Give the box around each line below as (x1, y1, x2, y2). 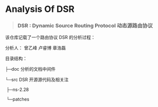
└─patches (6, 96, 29, 103)
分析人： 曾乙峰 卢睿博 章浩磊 (5, 45, 66, 51)
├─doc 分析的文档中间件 (5, 66, 56, 72)
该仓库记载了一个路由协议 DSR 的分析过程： (5, 34, 95, 40)
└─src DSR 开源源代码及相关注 (5, 77, 69, 83)
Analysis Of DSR (5, 3, 75, 15)
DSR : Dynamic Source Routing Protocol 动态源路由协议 (17, 22, 153, 29)
